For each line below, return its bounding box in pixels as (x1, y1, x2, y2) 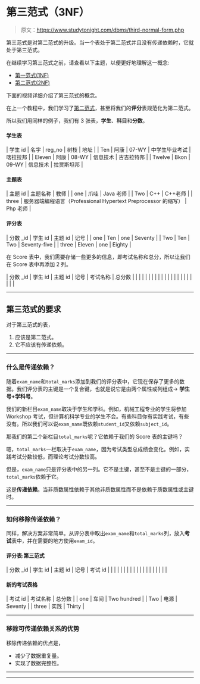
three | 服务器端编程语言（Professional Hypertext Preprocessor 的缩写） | (6, 198, 187, 205)
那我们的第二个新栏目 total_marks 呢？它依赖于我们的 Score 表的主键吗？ (6, 433, 183, 440)
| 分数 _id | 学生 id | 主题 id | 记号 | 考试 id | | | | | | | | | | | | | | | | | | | (6, 566, 167, 573)
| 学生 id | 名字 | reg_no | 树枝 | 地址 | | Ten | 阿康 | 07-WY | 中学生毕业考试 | (6, 146, 191, 154)
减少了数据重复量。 (14, 652, 62, 659)
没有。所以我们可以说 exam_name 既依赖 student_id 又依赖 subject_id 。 (6, 420, 173, 427)
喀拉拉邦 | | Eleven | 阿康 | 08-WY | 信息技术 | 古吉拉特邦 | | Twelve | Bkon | (6, 154, 190, 161)
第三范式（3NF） (6, 5, 90, 19)
